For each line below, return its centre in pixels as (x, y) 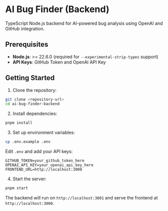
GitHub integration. (25, 28)
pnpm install (19, 123)
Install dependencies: (35, 114)
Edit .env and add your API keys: (39, 151)
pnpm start (17, 188)
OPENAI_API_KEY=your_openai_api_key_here (49, 165)
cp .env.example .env (28, 142)
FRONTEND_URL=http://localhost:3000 (44, 170)
